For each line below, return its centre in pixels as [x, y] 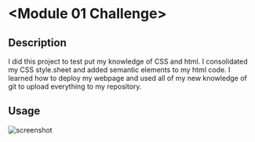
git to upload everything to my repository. [75, 86]
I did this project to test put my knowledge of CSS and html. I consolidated [128, 61]
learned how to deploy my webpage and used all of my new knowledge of [127, 78]
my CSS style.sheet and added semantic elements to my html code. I [119, 70]
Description [37, 43]
